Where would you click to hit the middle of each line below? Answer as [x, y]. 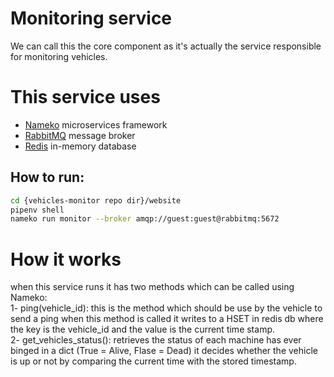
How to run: [47, 177]
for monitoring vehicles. [59, 56]
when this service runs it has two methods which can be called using [152, 287]
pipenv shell [37, 210]
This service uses [85, 97]
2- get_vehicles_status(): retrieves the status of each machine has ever [156, 340]
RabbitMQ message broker [80, 135]
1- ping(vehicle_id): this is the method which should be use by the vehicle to [166, 308]
